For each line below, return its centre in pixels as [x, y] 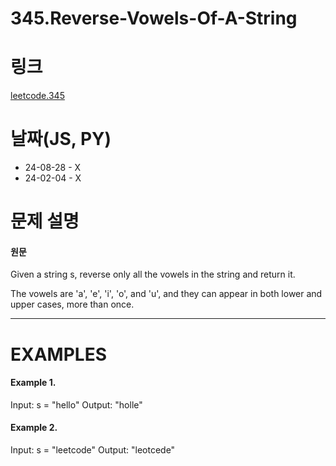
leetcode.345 [37, 96]
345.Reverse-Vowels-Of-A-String [154, 18]
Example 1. [33, 383]
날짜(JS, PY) [61, 139]
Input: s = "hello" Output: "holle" [76, 404]
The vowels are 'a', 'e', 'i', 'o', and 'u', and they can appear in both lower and [166, 294]
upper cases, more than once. [72, 304]
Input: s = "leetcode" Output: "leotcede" [93, 450]
